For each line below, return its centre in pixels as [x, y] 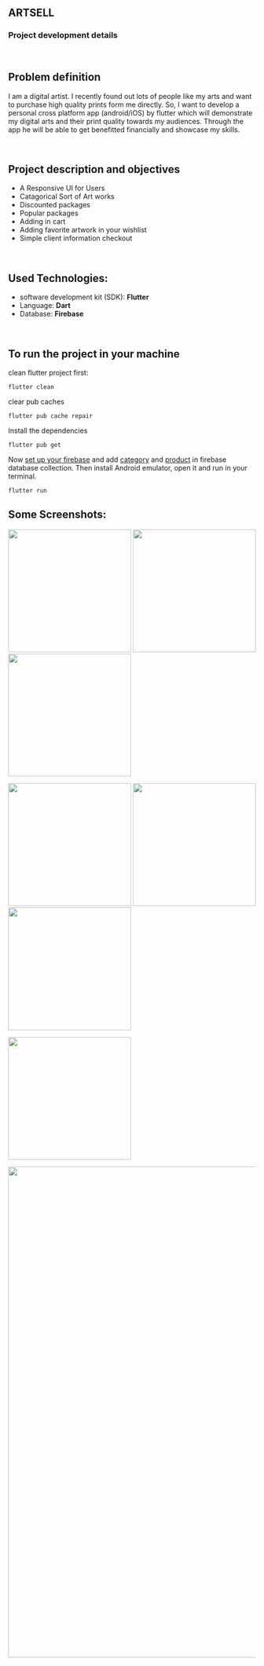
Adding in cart [42, 222]
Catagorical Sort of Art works [67, 196]
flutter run [27, 490]
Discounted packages [55, 205]
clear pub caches [36, 401]
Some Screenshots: [57, 515]
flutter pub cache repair [50, 416]
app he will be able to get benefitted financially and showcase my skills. [124, 130]
